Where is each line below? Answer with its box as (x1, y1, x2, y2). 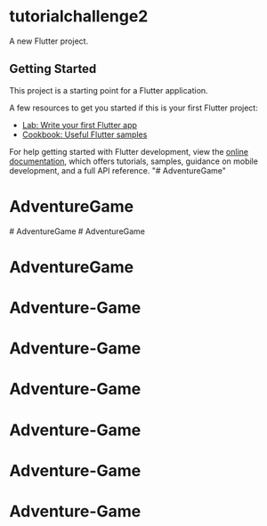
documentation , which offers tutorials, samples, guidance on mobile (9, 156, 258, 166)
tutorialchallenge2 (9, 6, 149, 27)
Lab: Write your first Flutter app (21, 119, 138, 130)
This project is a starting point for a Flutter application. (9, 85, 208, 95)
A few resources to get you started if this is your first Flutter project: (9, 102, 258, 113)
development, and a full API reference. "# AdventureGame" (9, 165, 227, 175)
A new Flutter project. (9, 36, 89, 46)
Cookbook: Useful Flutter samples (21, 129, 148, 140)
